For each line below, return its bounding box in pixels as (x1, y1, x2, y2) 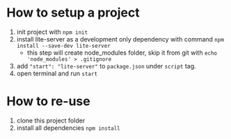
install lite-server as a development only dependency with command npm (16, 35, 224, 43)
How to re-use (6, 93, 91, 109)
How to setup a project (6, 5, 140, 21)
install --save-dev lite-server (16, 42, 111, 49)
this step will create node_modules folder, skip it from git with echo (26, 48, 217, 57)
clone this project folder (16, 116, 86, 124)
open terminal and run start (16, 69, 98, 77)
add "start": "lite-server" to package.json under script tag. (16, 62, 196, 70)
